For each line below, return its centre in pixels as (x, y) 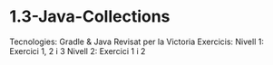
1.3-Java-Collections (90, 17)
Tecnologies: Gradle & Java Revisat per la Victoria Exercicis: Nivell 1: (137, 42)
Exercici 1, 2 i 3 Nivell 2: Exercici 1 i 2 (78, 51)
